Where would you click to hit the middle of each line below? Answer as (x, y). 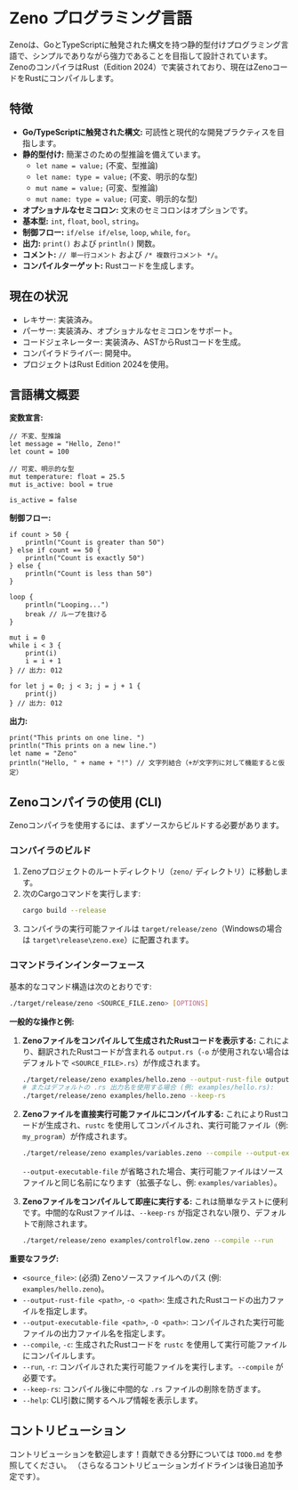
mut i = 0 (28, 638)
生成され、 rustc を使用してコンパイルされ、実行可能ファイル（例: (167, 1125)
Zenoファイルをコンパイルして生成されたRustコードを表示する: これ (148, 1040)
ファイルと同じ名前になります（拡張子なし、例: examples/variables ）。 (152, 1183)
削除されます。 (65, 1224)
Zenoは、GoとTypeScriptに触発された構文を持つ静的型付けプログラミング (145, 45)
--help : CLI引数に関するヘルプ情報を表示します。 (112, 1400)
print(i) (41, 654)
